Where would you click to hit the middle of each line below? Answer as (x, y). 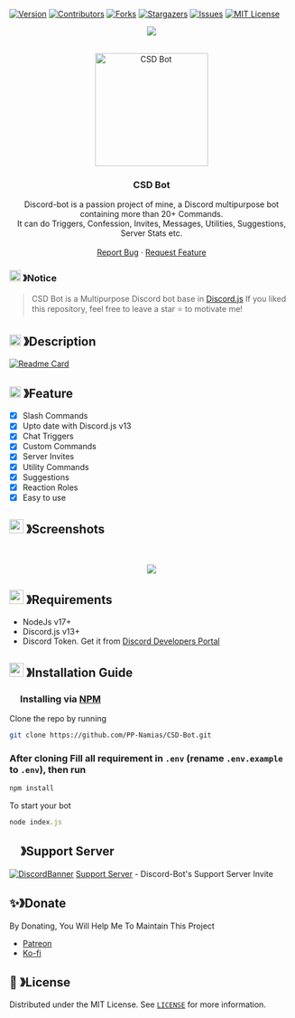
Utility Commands (55, 467)
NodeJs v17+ (47, 622)
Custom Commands (59, 447)
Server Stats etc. (152, 233)
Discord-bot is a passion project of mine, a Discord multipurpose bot (152, 204)
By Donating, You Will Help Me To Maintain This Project (112, 926)
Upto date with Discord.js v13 (77, 426)
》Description (60, 341)
